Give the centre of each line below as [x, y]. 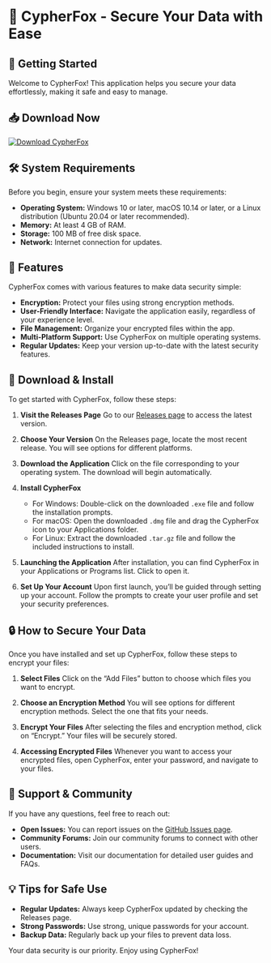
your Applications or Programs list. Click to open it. [105, 571]
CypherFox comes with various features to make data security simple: [125, 287]
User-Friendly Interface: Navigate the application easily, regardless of [138, 311]
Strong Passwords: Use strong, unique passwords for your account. [134, 926]
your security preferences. [64, 604]
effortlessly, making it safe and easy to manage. [88, 92]
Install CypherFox [51, 488]
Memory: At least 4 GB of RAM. [73, 225]
